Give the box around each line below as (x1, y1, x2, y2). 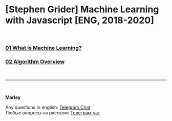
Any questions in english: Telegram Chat (5, 104, 91, 111)
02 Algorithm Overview (5, 58, 65, 65)
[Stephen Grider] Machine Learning (5, 4, 159, 15)
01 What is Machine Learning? (5, 44, 82, 51)
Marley (5, 94, 21, 100)
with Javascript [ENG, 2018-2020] (5, 14, 155, 26)
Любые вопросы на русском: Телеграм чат (5, 110, 100, 116)
